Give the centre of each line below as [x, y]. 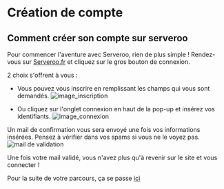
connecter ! [23, 165]
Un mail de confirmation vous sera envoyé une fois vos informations [104, 130]
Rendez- [203, 54]
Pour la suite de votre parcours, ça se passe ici [74, 178]
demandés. [33, 96]
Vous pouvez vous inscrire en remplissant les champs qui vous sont [113, 88]
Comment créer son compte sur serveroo [98, 38]
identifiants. [34, 116]
